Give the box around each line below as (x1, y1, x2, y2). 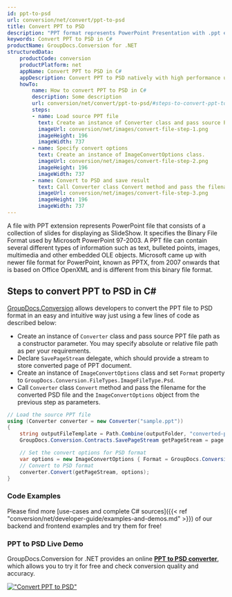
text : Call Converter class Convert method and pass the (37, 184, 206, 190)
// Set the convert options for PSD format (19, 449, 147, 456)
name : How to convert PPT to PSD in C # (32, 87, 147, 94)
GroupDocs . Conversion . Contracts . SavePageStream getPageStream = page (19, 437, 224, 444)
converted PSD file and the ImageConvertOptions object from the (17, 391, 200, 399)
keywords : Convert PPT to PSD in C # (7, 36, 113, 43)
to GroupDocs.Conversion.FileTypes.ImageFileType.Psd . (17, 375, 175, 384)
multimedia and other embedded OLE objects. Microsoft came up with (7, 251, 207, 259)
